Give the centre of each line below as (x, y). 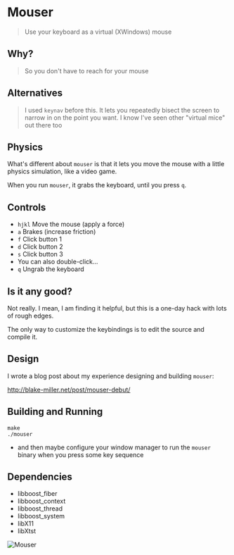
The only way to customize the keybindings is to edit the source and (106, 329)
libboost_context (41, 501)
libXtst (27, 531)
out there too (43, 125)
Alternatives (35, 93)
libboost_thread (40, 509)
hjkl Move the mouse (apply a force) (71, 224)
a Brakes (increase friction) (57, 232)
